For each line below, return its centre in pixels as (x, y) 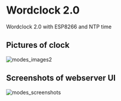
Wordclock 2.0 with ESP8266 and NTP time (59, 27)
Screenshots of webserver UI (61, 78)
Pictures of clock (38, 45)
